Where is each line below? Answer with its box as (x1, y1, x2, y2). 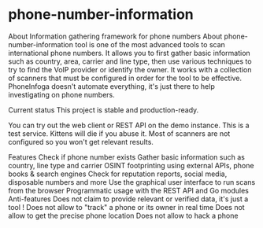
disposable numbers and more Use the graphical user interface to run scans (8, 177, 256, 186)
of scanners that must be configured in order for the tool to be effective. (8, 73, 243, 83)
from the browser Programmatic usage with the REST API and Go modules (8, 186, 250, 195)
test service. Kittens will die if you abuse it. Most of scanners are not (8, 128, 231, 138)
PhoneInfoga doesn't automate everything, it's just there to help (8, 81, 215, 91)
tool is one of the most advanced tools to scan (74, 39, 226, 49)
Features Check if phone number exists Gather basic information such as (8, 152, 246, 162)
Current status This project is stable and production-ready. (8, 105, 199, 115)
